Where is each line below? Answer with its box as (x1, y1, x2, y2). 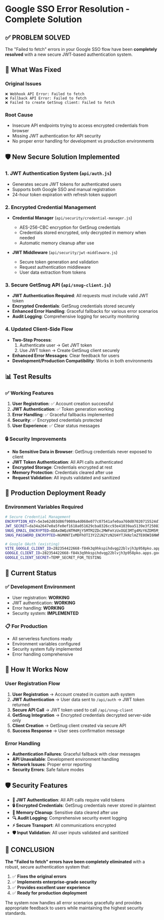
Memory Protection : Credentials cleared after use (12, 469, 113, 475)
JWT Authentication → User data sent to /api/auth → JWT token (12, 696, 145, 702)
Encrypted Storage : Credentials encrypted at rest (12, 464, 113, 470)
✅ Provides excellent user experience (12, 884, 90, 890)
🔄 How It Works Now (5, 665, 68, 674)
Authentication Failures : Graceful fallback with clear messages (12, 751, 141, 757)
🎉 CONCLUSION (5, 846, 55, 854)
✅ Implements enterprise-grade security (12, 879, 97, 885)
